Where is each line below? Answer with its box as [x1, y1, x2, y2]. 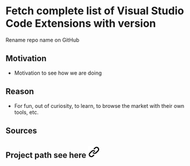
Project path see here [5, 150, 87, 161]
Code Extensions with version [5, 17, 156, 30]
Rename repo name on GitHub [5, 36, 80, 43]
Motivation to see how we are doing [14, 69, 102, 76]
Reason [5, 87, 34, 97]
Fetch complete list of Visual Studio [5, 4, 185, 18]
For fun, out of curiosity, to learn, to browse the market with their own [14, 102, 185, 109]
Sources [5, 126, 37, 136]
